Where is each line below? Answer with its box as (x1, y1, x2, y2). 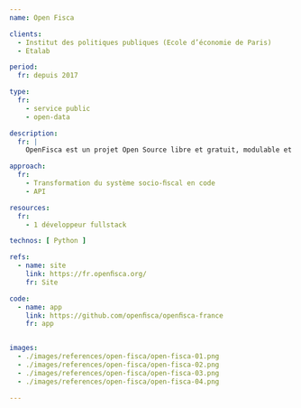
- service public (25, 104, 91, 113)
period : (9, 62, 39, 72)
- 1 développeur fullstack (25, 220, 127, 229)
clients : (9, 29, 42, 39)
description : (9, 128, 59, 138)
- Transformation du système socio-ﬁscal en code (25, 179, 216, 188)
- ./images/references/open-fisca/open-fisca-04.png (17, 376, 220, 386)
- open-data (25, 112, 70, 122)
